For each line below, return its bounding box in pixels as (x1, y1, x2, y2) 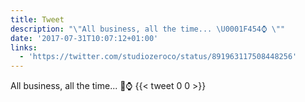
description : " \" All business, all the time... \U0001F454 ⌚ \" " (10, 24, 286, 34)
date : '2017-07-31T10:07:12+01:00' (10, 33, 159, 43)
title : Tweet (10, 14, 65, 25)
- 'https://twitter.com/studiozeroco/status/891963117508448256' (19, 52, 298, 62)
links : (10, 42, 38, 53)
